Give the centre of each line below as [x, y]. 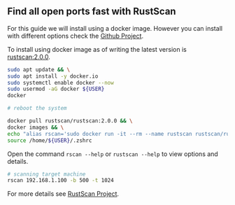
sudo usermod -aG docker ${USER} [56, 89]
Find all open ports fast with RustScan [92, 12]
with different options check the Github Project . [76, 36]
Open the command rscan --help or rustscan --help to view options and [113, 154]
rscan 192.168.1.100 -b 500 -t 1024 [60, 181]
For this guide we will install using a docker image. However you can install [115, 28]
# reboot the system [37, 108]
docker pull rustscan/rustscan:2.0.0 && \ [70, 121]
